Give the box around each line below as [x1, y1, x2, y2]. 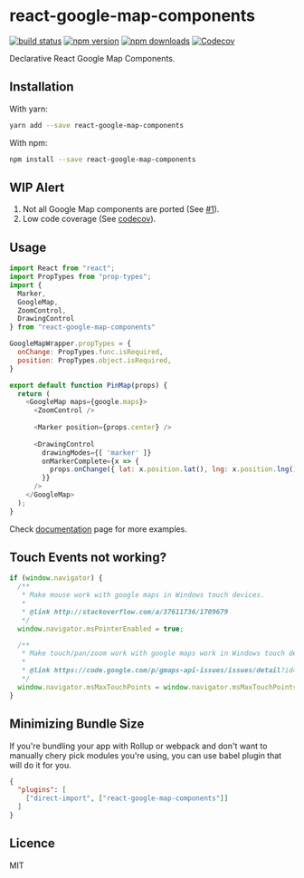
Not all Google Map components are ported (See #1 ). [22, 204, 220, 215]
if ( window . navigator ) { [9, 574, 103, 583]
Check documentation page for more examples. [9, 523, 187, 535]
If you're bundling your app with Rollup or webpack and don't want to [9, 740, 268, 751]
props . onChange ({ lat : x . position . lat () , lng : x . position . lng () [49, 465, 298, 474]
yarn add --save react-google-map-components [9, 121, 184, 130]
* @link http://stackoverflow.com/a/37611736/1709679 [21, 607, 229, 616]
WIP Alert [9, 179, 65, 195]
